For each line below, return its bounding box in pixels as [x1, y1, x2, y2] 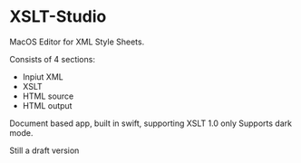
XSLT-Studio [9, 6, 107, 27]
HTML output [22, 100, 73, 110]
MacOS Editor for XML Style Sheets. [9, 36, 145, 47]
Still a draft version [9, 145, 80, 156]
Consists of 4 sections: [9, 53, 95, 64]
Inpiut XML [22, 71, 63, 82]
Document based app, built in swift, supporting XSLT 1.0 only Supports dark [9, 118, 293, 129]
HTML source [22, 91, 74, 101]
